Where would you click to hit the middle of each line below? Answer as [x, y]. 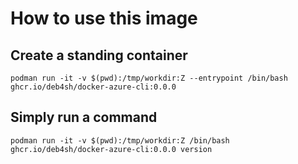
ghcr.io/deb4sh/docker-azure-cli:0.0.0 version [111, 149]
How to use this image [104, 18]
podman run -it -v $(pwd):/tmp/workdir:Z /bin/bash [120, 140]
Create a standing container [99, 55]
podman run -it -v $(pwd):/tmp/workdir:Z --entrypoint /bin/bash [149, 78]
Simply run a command [84, 117]
